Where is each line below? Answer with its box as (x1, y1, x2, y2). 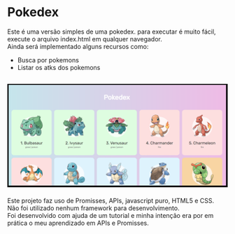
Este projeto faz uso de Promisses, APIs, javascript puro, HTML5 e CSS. (7, 197, 215, 205)
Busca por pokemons (17, 55, 79, 64)
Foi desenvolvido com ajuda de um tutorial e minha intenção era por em (7, 212, 214, 220)
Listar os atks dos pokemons (17, 63, 101, 71)
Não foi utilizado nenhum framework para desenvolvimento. (7, 204, 180, 212)
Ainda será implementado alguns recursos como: (7, 42, 149, 50)
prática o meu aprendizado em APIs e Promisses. (7, 219, 149, 228)
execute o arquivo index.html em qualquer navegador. (7, 34, 162, 43)
